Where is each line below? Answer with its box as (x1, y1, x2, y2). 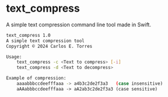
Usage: (6, 54, 22, 60)
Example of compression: (6, 75, 66, 81)
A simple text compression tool (6, 37, 85, 44)
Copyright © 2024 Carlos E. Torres (6, 43, 93, 49)
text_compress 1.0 (6, 32, 51, 38)
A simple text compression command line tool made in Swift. (6, 21, 152, 28)
